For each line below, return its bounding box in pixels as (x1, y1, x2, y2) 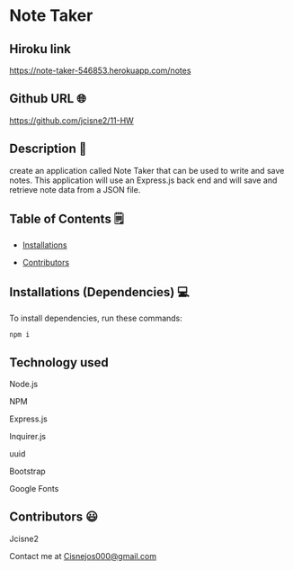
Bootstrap (9, 466, 47, 477)
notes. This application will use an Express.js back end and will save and (9, 175, 278, 185)
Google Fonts (9, 484, 59, 494)
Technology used (9, 355, 110, 370)
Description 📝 (9, 141, 87, 157)
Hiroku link (9, 41, 72, 57)
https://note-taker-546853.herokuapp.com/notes (9, 65, 191, 76)
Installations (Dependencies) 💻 (9, 285, 191, 300)
